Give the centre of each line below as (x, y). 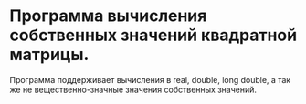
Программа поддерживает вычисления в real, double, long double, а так (150, 79)
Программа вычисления (108, 16)
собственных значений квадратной (153, 35)
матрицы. (49, 55)
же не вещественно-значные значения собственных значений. (133, 89)
